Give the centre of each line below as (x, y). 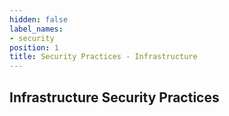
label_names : (36, 29)
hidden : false (39, 19)
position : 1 (34, 47)
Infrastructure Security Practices (114, 97)
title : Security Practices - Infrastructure (103, 57)
